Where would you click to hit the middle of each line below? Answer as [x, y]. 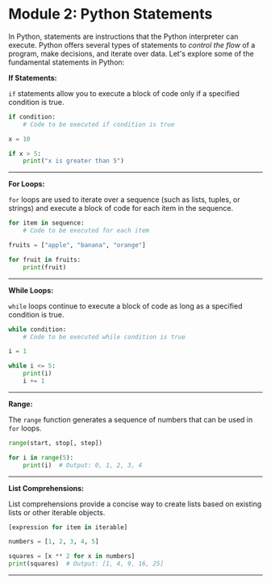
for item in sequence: [46, 223]
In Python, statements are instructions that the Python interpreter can [123, 36]
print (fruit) [45, 267]
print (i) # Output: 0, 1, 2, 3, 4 [83, 465]
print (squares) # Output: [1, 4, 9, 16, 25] [86, 564]
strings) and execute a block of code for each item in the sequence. [121, 208]
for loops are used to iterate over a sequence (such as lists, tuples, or [124, 200]
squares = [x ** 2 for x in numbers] [72, 557]
